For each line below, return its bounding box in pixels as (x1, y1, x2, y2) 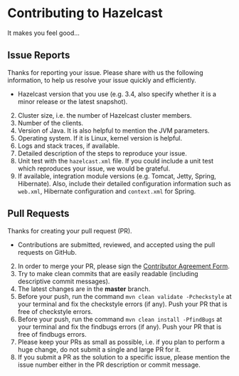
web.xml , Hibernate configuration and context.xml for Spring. (17, 187, 196, 195)
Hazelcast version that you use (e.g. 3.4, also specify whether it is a (17, 89, 217, 98)
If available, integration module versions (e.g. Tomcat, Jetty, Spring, (17, 171, 216, 180)
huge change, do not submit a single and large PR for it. (17, 345, 181, 354)
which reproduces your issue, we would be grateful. (17, 164, 171, 173)
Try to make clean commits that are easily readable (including (17, 269, 198, 278)
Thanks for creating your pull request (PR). (7, 226, 133, 235)
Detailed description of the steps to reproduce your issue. (17, 148, 187, 158)
